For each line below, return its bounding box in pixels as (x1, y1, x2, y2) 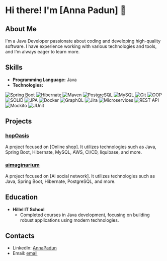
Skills (5, 63, 23, 72)
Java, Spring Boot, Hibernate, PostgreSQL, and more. (5, 178, 116, 184)
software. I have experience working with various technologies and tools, (5, 43, 157, 49)
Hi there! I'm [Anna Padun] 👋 (5, 5, 126, 16)
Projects (5, 117, 32, 125)
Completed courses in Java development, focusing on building (20, 212, 150, 218)
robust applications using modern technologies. (20, 217, 119, 223)
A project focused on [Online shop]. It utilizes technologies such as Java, (5, 144, 157, 150)
